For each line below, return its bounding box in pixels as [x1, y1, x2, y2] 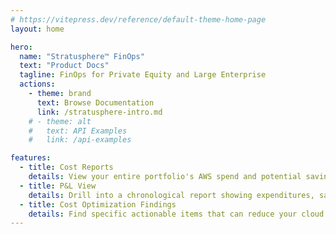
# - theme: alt [28, 116, 92, 126]
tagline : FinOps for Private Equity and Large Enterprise [19, 70, 267, 80]
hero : [10, 42, 33, 52]
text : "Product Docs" [19, 61, 110, 71]
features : [10, 153, 52, 163]
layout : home [10, 24, 65, 34]
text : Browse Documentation [36, 97, 155, 108]
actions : [19, 79, 56, 90]
